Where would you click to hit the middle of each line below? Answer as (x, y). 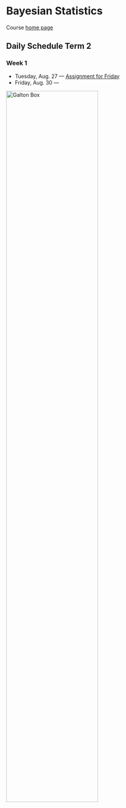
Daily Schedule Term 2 (49, 46)
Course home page (30, 27)
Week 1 (17, 63)
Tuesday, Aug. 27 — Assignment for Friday (67, 76)
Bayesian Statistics (54, 11)
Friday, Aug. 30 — (37, 82)
